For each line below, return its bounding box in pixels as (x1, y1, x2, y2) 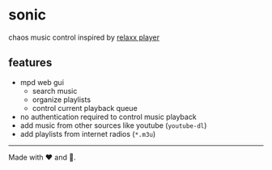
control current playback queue (32, 103, 138, 113)
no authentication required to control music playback (19, 112, 197, 121)
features (8, 56, 53, 70)
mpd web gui (19, 77, 65, 87)
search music (32, 86, 78, 96)
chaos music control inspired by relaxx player (8, 32, 160, 42)
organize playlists (32, 95, 91, 104)
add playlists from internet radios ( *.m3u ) (19, 129, 156, 138)
